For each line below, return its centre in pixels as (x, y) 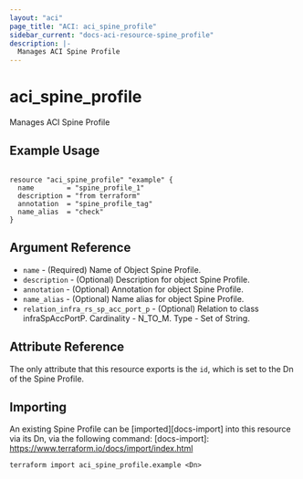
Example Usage (55, 151)
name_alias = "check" (61, 212)
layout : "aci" (37, 18)
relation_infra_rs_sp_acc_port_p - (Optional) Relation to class (141, 308)
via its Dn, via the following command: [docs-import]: (110, 439)
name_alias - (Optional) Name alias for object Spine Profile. (133, 298)
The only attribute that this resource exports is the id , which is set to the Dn (151, 369)
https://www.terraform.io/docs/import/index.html (101, 449)
